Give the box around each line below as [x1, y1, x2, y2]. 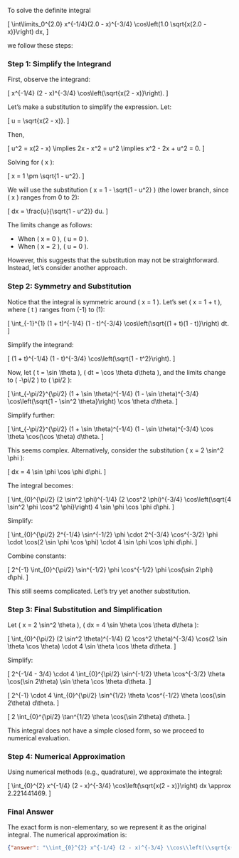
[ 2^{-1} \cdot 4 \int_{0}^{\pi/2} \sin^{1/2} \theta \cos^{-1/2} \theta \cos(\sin [7, 691, 226, 699]
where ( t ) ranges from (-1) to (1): [7, 305, 105, 314]
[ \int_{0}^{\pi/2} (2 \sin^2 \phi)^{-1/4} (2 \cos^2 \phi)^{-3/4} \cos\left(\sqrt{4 [7, 495, 232, 503]
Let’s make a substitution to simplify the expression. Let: [7, 103, 172, 111]
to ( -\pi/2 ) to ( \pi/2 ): [7, 376, 73, 384]
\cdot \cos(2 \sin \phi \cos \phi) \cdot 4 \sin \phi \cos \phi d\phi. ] [7, 537, 198, 546]
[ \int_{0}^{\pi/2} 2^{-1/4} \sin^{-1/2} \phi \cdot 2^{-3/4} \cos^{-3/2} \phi [7, 530, 218, 539]
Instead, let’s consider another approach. [7, 264, 128, 272]
